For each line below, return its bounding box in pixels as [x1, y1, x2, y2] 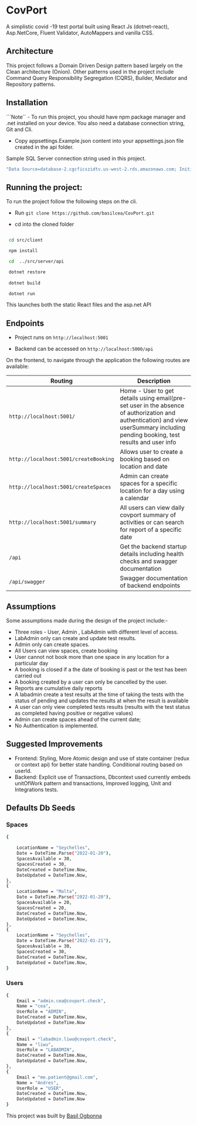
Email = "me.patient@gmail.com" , [16, 1074, 98, 1080]
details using [120, 394, 155, 403]
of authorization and [120, 409, 176, 417]
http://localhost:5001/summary [9, 519, 97, 526]
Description [137, 377, 171, 385]
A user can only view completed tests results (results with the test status [14, 704, 191, 710]
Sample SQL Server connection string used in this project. [6, 155, 147, 162]
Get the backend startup [120, 543, 187, 551]
